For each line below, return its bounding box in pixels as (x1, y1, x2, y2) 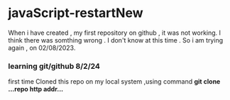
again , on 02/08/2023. (8, 43, 76, 52)
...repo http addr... (8, 85, 64, 94)
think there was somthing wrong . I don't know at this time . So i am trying (8, 35, 223, 44)
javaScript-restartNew (8, 5, 144, 21)
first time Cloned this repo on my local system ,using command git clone (8, 77, 221, 86)
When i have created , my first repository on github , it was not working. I (8, 28, 221, 37)
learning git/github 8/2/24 (8, 61, 100, 71)
